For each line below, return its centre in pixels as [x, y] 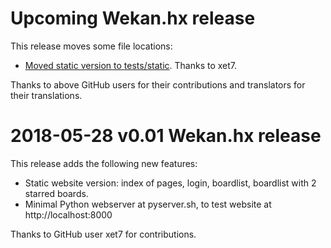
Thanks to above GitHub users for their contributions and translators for [158, 84]
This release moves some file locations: [91, 46]
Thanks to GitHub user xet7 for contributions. [103, 234]
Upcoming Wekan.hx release [133, 18]
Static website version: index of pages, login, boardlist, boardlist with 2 [170, 183]
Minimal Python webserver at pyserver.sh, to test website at [148, 204]
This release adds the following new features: [104, 163]
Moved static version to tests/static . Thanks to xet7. [131, 65]
